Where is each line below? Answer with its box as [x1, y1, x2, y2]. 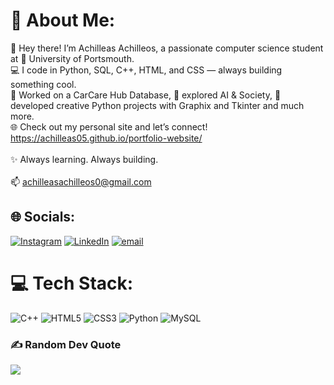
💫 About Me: [10, 9, 116, 32]
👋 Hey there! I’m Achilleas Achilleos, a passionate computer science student [10, 42, 324, 54]
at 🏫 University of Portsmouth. [10, 52, 135, 64]
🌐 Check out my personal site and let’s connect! [10, 120, 208, 133]
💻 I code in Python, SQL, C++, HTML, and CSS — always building [10, 64, 283, 76]
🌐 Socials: [10, 209, 76, 226]
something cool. [10, 78, 77, 90]
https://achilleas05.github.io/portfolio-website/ [10, 132, 203, 144]
